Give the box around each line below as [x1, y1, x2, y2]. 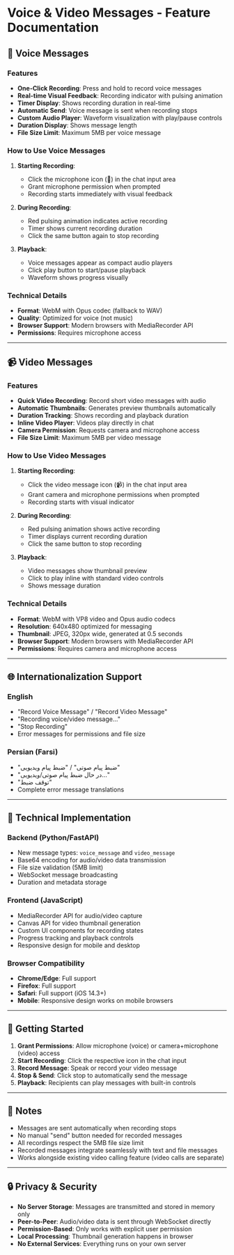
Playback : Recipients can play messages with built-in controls [17, 1078, 196, 1087]
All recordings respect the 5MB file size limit [17, 1138, 144, 1146]
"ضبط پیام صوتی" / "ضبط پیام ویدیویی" [17, 763, 120, 771]
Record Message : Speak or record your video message [17, 1064, 178, 1072]
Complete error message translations [17, 785, 125, 794]
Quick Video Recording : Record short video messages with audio [17, 397, 207, 405]
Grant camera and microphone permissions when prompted [27, 491, 200, 499]
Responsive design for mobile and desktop [17, 941, 141, 949]
